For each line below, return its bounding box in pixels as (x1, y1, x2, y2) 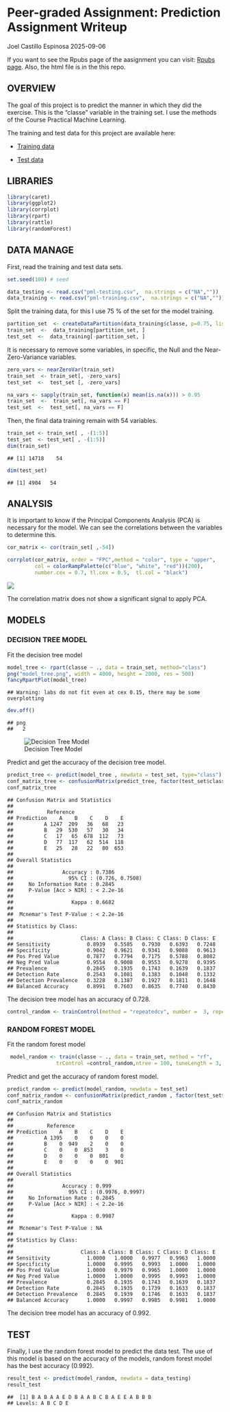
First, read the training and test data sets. (7, 262, 123, 271)
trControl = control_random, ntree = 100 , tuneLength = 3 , (55, 1060, 222, 1067)
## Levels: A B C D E (7, 1400, 69, 1407)
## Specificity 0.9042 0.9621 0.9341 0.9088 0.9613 (7, 946, 216, 954)
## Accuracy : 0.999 (7, 1183, 112, 1189)
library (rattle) (7, 219, 53, 226)
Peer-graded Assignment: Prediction (7, 5, 221, 21)
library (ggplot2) (7, 200, 57, 207)
